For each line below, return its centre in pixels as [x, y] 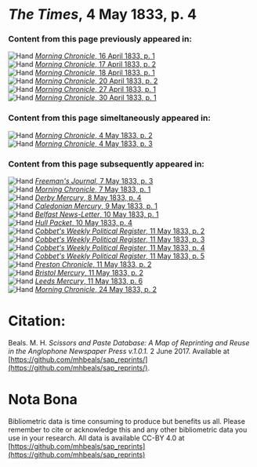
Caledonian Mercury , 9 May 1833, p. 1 [96, 206]
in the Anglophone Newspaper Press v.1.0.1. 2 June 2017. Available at [119, 352]
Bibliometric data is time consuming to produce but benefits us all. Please [127, 421]
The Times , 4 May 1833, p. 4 [103, 15]
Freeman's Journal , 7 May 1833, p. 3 [94, 181]
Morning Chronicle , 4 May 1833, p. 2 [94, 135]
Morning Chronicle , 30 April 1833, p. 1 [96, 98]
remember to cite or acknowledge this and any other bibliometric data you [128, 429]
